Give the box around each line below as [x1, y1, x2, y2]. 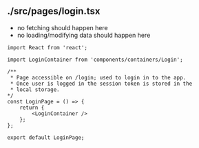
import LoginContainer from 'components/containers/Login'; [7, 56, 184, 63]
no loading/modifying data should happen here [17, 31, 151, 39]
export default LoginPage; [7, 134, 85, 141]
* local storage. [10, 86, 60, 93]
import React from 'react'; [7, 44, 88, 51]
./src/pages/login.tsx [7, 5, 101, 17]
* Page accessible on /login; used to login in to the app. [10, 74, 187, 81]
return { [19, 104, 45, 111]
